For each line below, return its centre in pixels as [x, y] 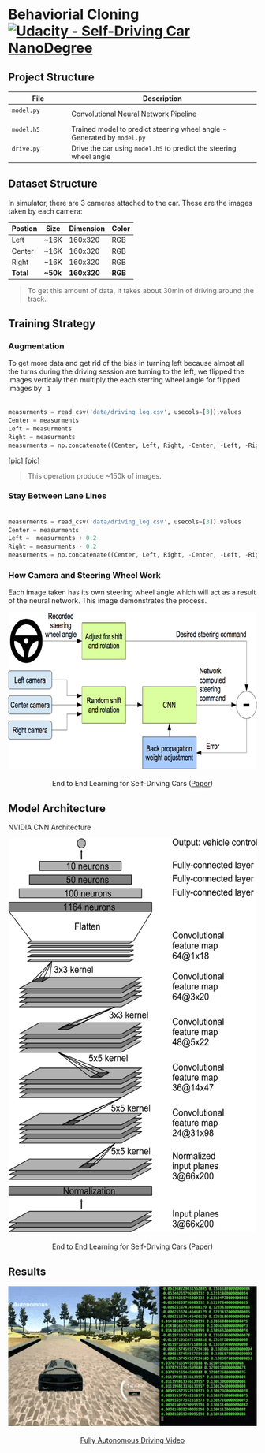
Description [162, 98]
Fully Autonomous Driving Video [132, 1440]
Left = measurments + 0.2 [52, 538]
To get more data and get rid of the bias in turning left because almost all [127, 363]
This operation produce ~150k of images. [94, 475]
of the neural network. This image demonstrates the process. [108, 601]
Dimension [87, 229]
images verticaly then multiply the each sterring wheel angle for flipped [124, 380]
